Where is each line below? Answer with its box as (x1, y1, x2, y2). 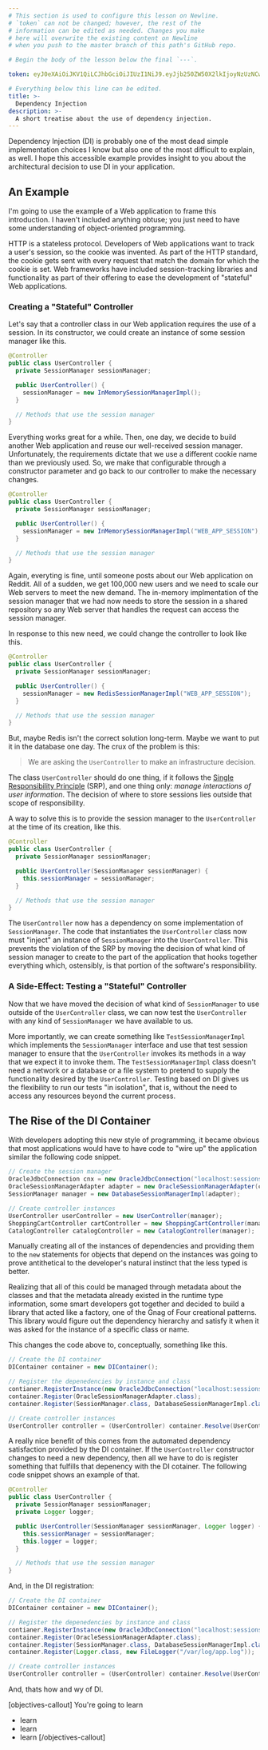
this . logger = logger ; (22, 1537, 98, 1545)
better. (8, 1267, 30, 1277)
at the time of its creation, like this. (8, 822, 122, 832)
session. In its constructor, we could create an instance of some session (8, 328, 246, 338)
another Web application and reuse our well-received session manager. (8, 441, 243, 450)
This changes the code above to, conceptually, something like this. (8, 1340, 227, 1350)
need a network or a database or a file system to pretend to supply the (8, 1065, 240, 1075)
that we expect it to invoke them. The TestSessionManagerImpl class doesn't (8, 1057, 257, 1066)
